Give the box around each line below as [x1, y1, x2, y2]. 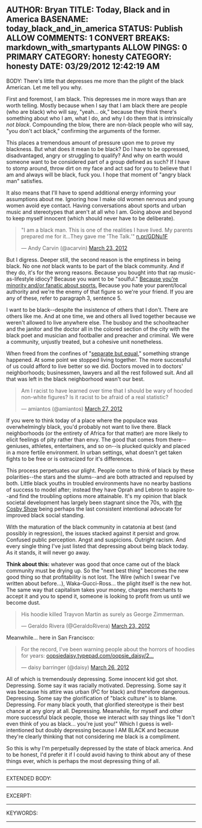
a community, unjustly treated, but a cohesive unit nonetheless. [6, 338, 164, 345]
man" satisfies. [6, 177, 43, 184]
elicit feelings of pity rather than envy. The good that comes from [6, 436, 168, 443]
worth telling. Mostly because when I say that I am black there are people [6, 102, 188, 109]
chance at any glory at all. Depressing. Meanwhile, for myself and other [6, 707, 183, 714]
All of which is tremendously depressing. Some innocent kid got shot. [6, 675, 179, 682]
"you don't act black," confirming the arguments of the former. [6, 127, 161, 134]
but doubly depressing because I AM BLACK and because [35, 726, 179, 733]
